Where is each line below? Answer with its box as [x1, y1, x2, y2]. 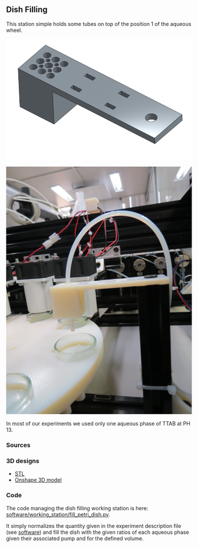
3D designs [6, 457, 39, 465]
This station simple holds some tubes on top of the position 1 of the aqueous [6, 20, 192, 27]
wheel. [6, 27, 22, 34]
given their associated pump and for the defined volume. [6, 534, 144, 542]
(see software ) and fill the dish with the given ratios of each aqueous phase [6, 529, 190, 536]
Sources [6, 441, 31, 450]
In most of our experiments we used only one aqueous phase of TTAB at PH [6, 420, 190, 427]
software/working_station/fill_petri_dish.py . [6, 511, 110, 518]
